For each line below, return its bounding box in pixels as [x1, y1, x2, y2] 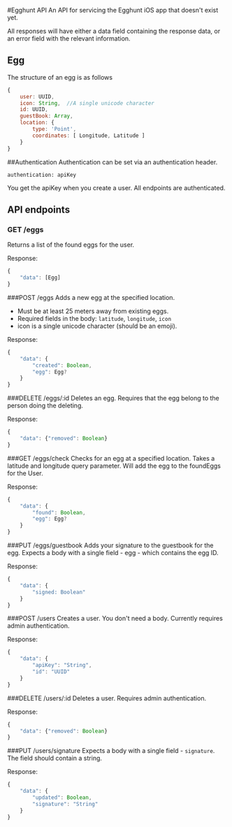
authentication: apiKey [7, 171, 77, 178]
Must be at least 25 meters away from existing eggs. [17, 307, 169, 315]
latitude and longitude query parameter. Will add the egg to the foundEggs [7, 461, 222, 470]
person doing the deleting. [7, 401, 84, 410]
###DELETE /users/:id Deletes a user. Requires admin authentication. [7, 693, 207, 702]
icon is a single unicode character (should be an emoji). [17, 322, 177, 330]
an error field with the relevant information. [7, 34, 131, 43]
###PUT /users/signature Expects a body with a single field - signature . [7, 747, 215, 755]
